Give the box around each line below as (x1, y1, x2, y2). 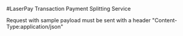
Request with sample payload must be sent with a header (6, 17, 151, 23)
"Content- (152, 17, 177, 23)
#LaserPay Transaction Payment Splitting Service (6, 5, 131, 12)
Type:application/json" (6, 23, 64, 30)
